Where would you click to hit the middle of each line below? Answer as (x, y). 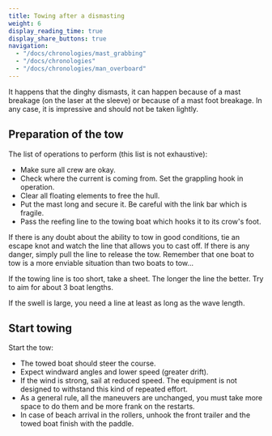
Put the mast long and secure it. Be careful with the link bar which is (134, 204)
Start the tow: (31, 348)
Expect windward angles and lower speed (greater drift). (114, 372)
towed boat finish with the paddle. (77, 424)
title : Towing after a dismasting (67, 16)
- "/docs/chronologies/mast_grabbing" (81, 53)
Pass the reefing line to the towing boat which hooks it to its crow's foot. (140, 221)
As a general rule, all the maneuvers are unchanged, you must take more (141, 398)
